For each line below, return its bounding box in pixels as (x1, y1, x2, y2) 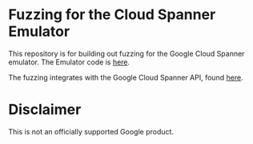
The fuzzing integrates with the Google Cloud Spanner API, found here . (8, 72, 243, 82)
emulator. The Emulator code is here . (8, 57, 131, 67)
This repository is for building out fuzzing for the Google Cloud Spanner (8, 49, 245, 58)
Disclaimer (8, 101, 82, 119)
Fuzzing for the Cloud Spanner (8, 6, 216, 24)
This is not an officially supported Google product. (8, 126, 175, 136)
